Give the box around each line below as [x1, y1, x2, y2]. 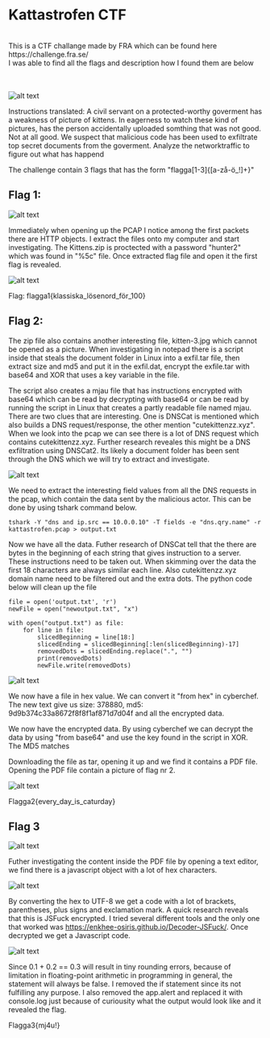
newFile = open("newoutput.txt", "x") [8, 605, 139, 613]
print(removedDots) [37, 654, 103, 662]
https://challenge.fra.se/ [8, 49, 89, 59]
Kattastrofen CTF [8, 6, 127, 24]
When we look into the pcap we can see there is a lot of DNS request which [8, 428, 260, 438]
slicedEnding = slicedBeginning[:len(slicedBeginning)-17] [37, 640, 240, 648]
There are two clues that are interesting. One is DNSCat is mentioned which [8, 411, 260, 421]
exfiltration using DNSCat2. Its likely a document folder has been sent [8, 445, 239, 455]
